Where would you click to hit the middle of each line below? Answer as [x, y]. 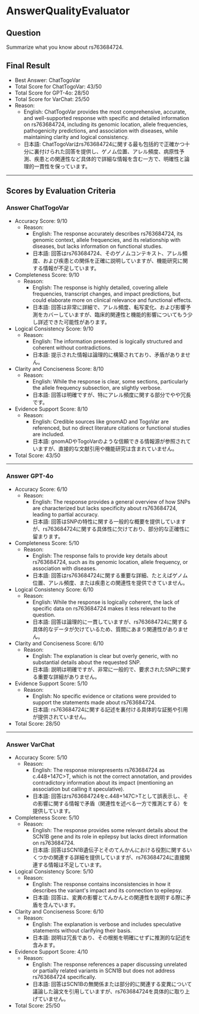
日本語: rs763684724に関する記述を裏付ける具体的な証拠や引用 [110, 709]
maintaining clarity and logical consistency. [76, 137]
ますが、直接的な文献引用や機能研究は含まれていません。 [107, 448]
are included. [49, 434]
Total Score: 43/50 [38, 455]
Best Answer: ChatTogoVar [48, 80]
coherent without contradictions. [72, 347]
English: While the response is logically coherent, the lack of [106, 602]
